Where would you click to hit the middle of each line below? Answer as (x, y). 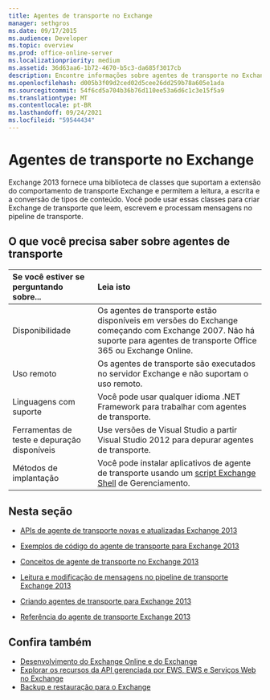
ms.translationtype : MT (48, 98)
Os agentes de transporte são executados (176, 364)
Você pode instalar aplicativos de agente (174, 462)
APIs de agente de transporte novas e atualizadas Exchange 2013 (129, 531)
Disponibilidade (41, 330)
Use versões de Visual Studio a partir (168, 429)
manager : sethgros (39, 23)
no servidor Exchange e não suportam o (173, 373)
